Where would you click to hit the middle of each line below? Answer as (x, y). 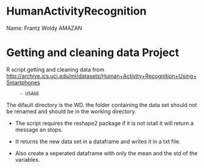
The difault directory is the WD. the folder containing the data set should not (102, 105)
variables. (27, 159)
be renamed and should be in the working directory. (71, 111)
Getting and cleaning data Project (93, 53)
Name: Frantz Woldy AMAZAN (44, 28)
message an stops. (39, 130)
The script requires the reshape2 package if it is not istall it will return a (104, 123)
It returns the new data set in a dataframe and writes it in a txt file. (98, 141)
